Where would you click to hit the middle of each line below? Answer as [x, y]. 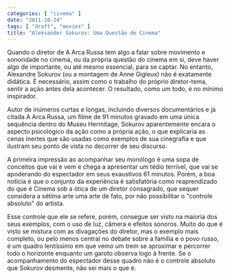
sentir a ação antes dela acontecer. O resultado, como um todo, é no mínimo [115, 89]
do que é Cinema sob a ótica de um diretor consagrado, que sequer [103, 189]
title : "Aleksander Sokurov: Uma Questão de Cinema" [84, 33]
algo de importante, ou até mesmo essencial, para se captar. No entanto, [110, 67]
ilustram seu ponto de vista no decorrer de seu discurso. [87, 146]
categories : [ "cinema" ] [44, 13]
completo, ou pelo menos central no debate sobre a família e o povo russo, [113, 239]
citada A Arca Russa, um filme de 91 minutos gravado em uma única [103, 117]
